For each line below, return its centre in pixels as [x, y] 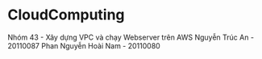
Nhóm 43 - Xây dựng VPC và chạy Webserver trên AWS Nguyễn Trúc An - [131, 37]
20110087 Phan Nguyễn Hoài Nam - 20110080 [84, 45]
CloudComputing [67, 15]
